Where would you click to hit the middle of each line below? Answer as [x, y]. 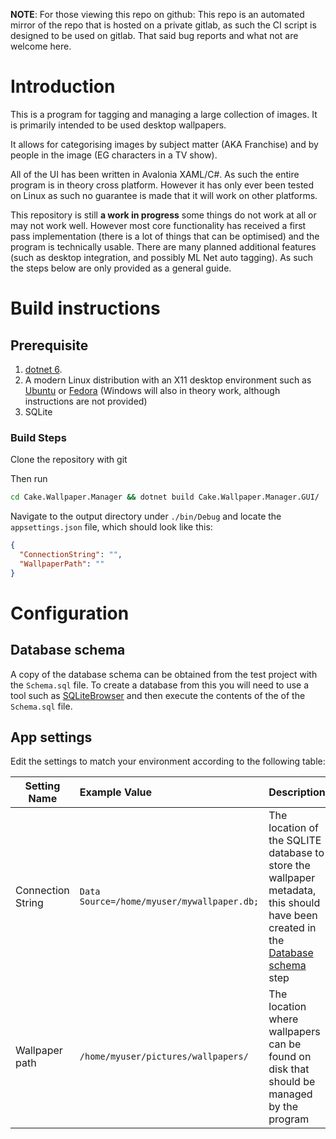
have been [293, 916]
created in [292, 928]
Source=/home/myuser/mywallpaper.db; [169, 902]
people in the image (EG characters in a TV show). [114, 155]
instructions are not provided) [86, 401]
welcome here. [41, 46]
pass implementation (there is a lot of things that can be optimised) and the [165, 236]
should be [292, 1082]
